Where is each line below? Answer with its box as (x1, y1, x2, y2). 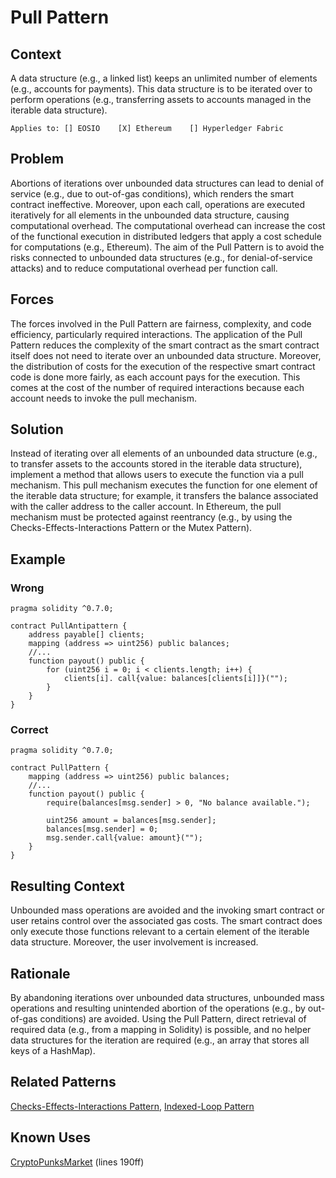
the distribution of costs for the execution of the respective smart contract (10, 360, 316, 372)
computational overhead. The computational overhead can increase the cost (10, 219, 326, 231)
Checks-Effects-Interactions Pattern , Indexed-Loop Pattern (10, 1100, 255, 1112)
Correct (10, 723, 49, 737)
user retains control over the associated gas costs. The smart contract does (10, 915, 323, 927)
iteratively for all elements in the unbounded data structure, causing (10, 209, 290, 221)
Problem (10, 151, 65, 168)
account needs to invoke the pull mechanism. (10, 392, 197, 404)
